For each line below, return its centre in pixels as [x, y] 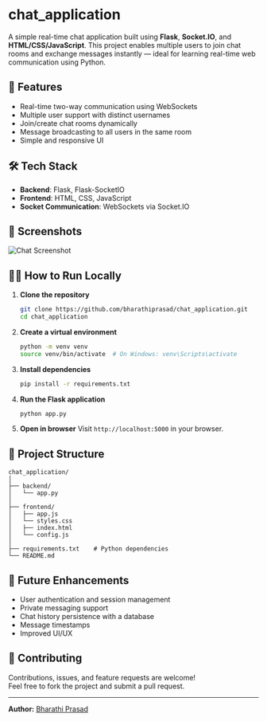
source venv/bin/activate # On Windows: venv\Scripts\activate [128, 354]
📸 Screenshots [45, 231]
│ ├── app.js [33, 514]
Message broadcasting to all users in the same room [106, 131]
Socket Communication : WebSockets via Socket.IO [104, 206]
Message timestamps [55, 625]
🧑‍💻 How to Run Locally [65, 275]
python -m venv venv [54, 347]
